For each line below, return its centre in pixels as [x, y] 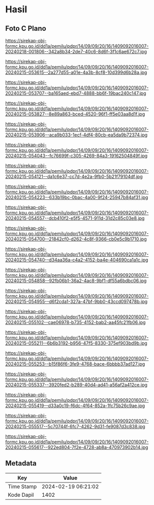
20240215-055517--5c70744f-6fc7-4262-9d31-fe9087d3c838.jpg [75, 426]
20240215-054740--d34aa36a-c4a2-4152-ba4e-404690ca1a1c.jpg [77, 260]
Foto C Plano [26, 28]
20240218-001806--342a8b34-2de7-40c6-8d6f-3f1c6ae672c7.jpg [76, 52]
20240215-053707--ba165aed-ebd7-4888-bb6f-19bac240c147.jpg [76, 93]
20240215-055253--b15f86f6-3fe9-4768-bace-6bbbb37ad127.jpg [75, 364]
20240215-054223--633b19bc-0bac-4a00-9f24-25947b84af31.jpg [77, 197]
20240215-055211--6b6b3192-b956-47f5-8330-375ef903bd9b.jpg [76, 343]
